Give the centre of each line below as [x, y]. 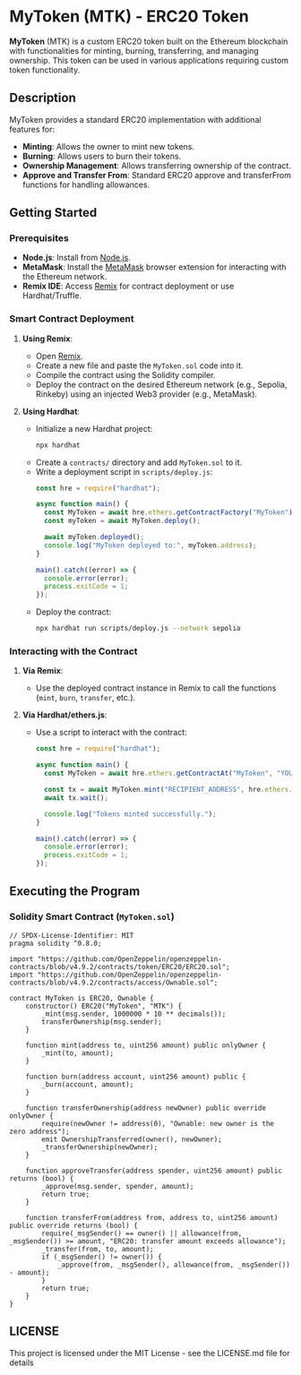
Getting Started [53, 213]
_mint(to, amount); [78, 1053]
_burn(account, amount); [88, 1084]
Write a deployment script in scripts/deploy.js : [124, 471]
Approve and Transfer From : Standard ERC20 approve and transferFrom [156, 175]
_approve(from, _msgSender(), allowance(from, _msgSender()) [174, 1265]
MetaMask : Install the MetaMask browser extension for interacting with [154, 267]
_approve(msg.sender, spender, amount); [118, 1186]
